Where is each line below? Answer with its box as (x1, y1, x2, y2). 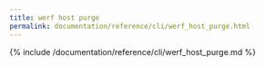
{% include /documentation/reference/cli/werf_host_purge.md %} (9, 46, 257, 57)
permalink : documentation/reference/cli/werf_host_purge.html (9, 22, 250, 31)
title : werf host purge (9, 13, 100, 23)
